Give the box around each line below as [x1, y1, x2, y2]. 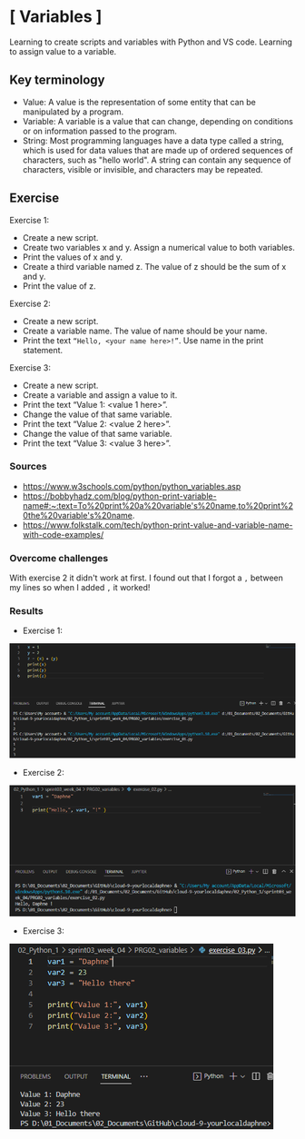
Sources [9, 461, 47, 473]
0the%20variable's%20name [22, 510, 133, 520]
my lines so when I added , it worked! [9, 582, 151, 593]
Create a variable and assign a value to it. [22, 389, 178, 401]
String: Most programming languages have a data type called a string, [22, 134, 284, 146]
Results [9, 605, 44, 618]
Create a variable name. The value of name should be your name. [22, 325, 268, 336]
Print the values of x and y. [22, 252, 123, 262]
